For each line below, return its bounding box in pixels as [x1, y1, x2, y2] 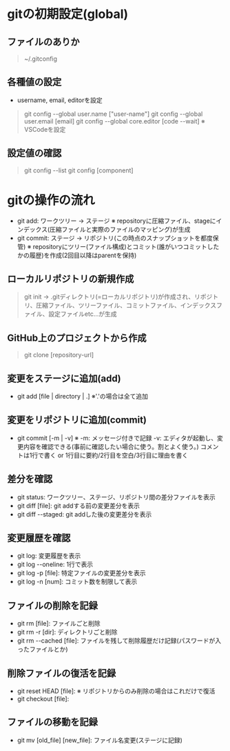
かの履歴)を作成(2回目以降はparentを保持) [17, 251, 137, 259]
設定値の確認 [7, 148, 62, 159]
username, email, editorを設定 [17, 96, 103, 104]
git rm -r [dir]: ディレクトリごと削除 [17, 628, 118, 637]
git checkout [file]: [17, 694, 70, 703]
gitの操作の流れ [7, 192, 95, 208]
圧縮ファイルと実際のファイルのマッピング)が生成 [49, 225, 191, 233]
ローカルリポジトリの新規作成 [7, 273, 134, 285]
